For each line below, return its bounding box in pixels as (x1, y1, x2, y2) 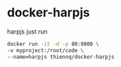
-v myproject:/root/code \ (7, 46, 84, 54)
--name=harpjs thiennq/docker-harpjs (7, 53, 115, 60)
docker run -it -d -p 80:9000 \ (7, 40, 99, 47)
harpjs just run (7, 27, 48, 36)
